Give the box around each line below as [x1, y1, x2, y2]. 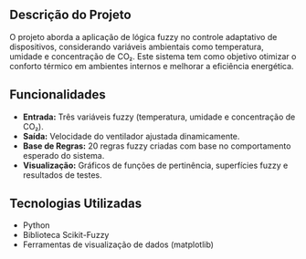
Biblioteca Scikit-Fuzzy [22, 230, 110, 241]
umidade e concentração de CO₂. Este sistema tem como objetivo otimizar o [9, 50, 297, 62]
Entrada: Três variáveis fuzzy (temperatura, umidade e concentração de [22, 111, 296, 122]
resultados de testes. [22, 169, 102, 181]
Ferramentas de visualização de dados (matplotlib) [22, 239, 215, 250]
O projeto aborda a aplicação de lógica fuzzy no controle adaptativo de [9, 31, 278, 42]
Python [22, 220, 50, 231]
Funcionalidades [9, 87, 107, 103]
